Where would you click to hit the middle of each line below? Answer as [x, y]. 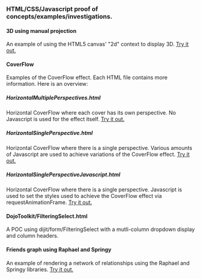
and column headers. [32, 236]
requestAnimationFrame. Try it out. [49, 202]
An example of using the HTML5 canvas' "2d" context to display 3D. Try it [97, 44]
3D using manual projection [41, 31]
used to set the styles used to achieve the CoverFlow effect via [84, 196]
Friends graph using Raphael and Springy [59, 250]
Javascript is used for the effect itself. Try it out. [65, 119]
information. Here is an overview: [47, 84]
